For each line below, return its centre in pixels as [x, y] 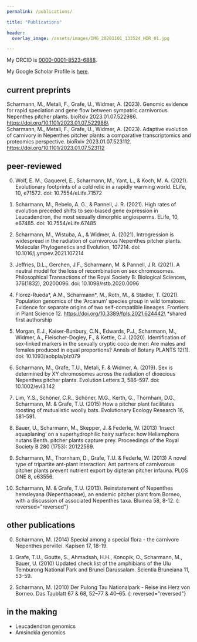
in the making [32, 612]
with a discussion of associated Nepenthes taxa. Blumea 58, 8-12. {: [97, 500]
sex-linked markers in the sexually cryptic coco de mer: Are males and [100, 343]
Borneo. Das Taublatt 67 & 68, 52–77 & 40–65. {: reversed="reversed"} [101, 593]
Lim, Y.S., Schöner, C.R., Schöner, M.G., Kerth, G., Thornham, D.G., [96, 397]
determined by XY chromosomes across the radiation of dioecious [95, 373]
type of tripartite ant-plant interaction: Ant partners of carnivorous [95, 464]
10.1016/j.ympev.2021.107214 [49, 253]
